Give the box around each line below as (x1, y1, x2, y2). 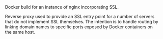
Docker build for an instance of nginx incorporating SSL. (5, 4, 119, 10)
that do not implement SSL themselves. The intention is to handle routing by (5, 19, 159, 24)
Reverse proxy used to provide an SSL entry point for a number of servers (5, 14, 155, 19)
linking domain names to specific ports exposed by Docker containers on (5, 24, 153, 30)
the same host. (5, 29, 35, 35)
